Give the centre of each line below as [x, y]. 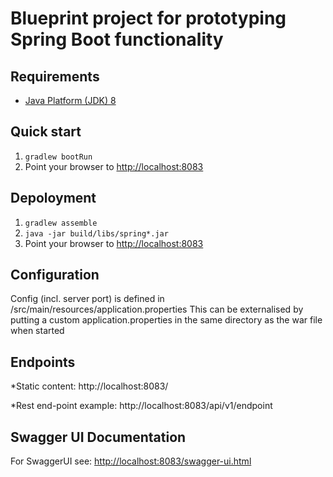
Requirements [55, 76]
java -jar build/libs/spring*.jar [96, 233]
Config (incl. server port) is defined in [87, 299]
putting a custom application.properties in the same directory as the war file [166, 320]
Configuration [55, 275]
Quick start [46, 132]
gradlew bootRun [58, 157]
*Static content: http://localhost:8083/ [89, 386]
